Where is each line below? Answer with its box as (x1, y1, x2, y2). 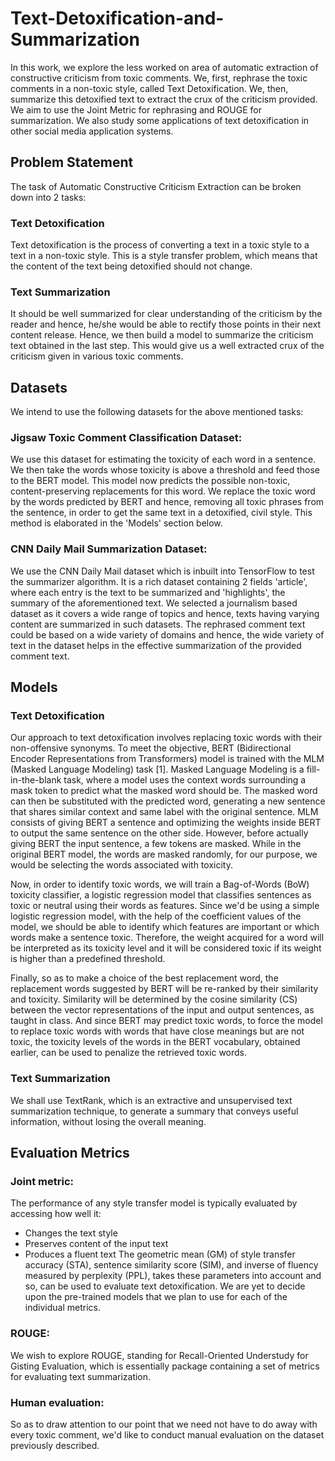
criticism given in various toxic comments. (10, 350, 184, 362)
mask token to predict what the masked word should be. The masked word (10, 785, 318, 797)
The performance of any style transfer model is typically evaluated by (10, 1197, 298, 1209)
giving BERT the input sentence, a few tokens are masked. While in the (10, 838, 302, 850)
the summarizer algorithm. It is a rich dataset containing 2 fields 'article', (10, 575, 308, 587)
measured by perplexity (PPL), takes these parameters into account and (24, 1270, 322, 1282)
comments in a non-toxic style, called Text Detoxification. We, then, (10, 82, 289, 94)
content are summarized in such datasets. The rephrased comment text (10, 618, 306, 630)
